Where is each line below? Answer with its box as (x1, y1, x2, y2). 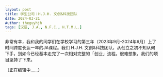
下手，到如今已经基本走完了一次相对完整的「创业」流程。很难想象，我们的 (5, 51, 154, 57)
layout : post (5, 7, 32, 12)
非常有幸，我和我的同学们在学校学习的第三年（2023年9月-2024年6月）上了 (5, 39, 157, 45)
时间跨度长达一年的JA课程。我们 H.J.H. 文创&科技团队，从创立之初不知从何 (5, 45, 155, 51)
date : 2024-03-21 (5, 16, 40, 21)
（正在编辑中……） (5, 67, 43, 73)
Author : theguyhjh (5, 20, 42, 26)
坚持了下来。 (9, 57, 35, 63)
